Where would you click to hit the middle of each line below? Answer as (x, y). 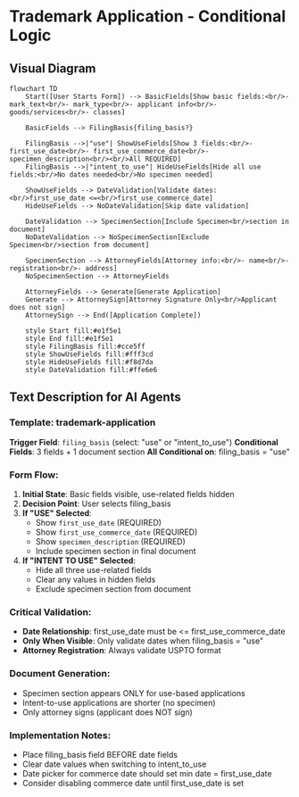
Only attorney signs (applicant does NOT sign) (108, 712)
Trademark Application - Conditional (148, 17)
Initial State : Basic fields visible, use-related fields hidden (128, 494)
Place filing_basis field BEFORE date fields (100, 754)
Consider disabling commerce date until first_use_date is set (133, 783)
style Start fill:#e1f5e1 (74, 331)
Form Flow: (34, 475)
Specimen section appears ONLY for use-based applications (133, 693)
